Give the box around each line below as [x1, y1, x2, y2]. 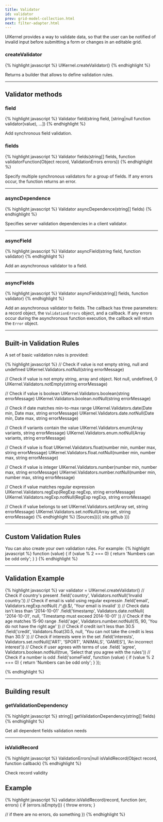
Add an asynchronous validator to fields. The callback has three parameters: [5, 305, 158, 311]
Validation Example [5, 575, 65, 583]
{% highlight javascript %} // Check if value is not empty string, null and [5, 362, 148, 367]
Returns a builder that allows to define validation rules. [5, 71, 114, 78]
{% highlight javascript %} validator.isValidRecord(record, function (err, [5, 797, 147, 803]
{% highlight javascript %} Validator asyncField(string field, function [5, 248, 141, 254]
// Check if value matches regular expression [5, 484, 95, 490]
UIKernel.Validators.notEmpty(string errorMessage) [5, 381, 108, 387]
